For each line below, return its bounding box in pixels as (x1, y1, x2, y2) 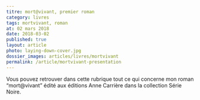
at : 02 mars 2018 (6, 25, 50, 32)
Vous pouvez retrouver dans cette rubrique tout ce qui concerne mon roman (6, 75, 194, 83)
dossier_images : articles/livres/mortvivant (6, 53, 119, 59)
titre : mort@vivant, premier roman (6, 8, 95, 15)
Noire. (6, 88, 21, 95)
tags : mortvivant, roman (6, 20, 68, 26)
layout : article (6, 43, 47, 49)
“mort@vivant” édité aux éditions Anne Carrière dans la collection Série (6, 81, 182, 89)
